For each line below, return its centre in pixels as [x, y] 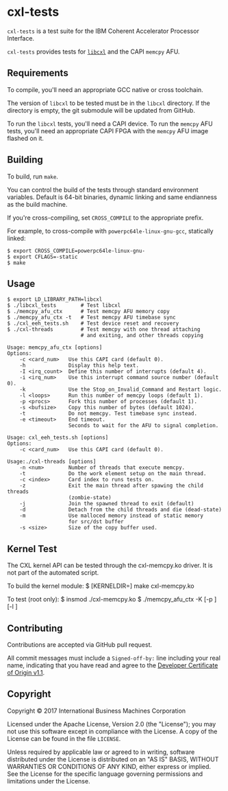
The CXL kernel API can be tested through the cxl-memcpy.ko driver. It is [110, 565]
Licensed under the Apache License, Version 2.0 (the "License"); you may [112, 724]
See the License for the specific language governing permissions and [105, 774]
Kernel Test [32, 549]
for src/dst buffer [96, 522]
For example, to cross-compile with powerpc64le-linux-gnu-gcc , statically [110, 231]
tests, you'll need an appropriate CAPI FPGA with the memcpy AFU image [108, 130]
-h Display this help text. [79, 366]
